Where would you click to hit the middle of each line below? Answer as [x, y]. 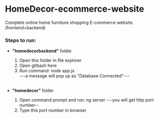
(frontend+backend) [25, 27]
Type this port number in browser [53, 110]
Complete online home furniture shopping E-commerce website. [69, 22]
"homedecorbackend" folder [42, 51]
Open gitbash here [38, 66]
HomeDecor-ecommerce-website [75, 9]
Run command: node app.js [47, 71]
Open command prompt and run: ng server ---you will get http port [87, 100]
